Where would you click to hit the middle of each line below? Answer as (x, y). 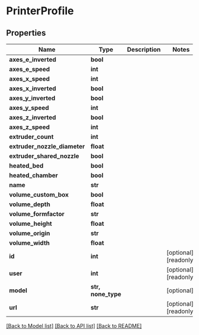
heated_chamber (33, 175)
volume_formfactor (37, 214)
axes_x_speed (30, 79)
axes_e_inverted (33, 59)
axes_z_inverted (33, 117)
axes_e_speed (30, 69)
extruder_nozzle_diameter (47, 146)
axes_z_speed (30, 127)
